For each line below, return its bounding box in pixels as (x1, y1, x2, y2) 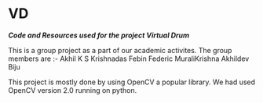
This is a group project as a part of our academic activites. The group (8, 45, 232, 55)
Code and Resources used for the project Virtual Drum (8, 30, 190, 40)
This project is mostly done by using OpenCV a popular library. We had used (8, 77, 256, 87)
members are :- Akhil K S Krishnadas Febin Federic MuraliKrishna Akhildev (8, 54, 250, 63)
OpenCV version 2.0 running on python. (8, 85, 137, 94)
